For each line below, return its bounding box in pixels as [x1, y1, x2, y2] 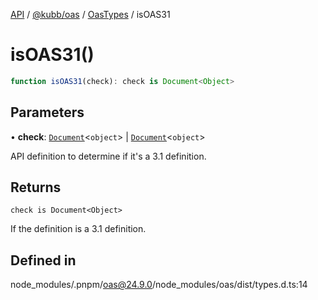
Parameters [10, 104, 85, 121]
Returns [10, 179, 62, 196]
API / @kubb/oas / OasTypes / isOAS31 [10, 9, 171, 20]
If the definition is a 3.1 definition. [10, 223, 147, 235]
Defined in [10, 252, 77, 269]
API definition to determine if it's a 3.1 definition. [10, 150, 207, 162]
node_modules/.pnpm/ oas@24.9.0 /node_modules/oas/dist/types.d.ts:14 [10, 279, 308, 291]
